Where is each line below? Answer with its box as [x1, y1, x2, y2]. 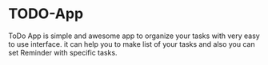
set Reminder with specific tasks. [8, 48, 118, 57]
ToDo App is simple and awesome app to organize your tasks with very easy [8, 31, 260, 40]
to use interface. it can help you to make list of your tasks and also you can [8, 39, 255, 48]
